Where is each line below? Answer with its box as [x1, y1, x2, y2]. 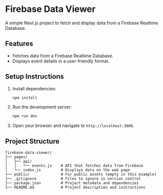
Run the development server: [12, 104, 72, 110]
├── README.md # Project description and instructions [5, 185, 146, 190]
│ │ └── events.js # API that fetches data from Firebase [5, 163, 143, 168]
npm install [12, 95, 37, 100]
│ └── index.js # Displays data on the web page [5, 168, 130, 173]
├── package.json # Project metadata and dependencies [5, 181, 139, 186]
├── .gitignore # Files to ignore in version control [5, 176, 141, 182]
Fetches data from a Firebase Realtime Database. [12, 53, 113, 59]
